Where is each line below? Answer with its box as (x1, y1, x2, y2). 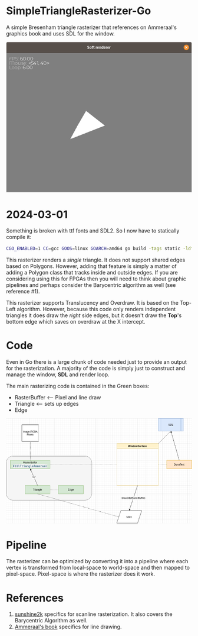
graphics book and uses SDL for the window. (6, 30, 115, 37)
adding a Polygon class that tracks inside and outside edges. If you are (6, 269, 178, 276)
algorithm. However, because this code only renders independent (16, 306, 176, 313)
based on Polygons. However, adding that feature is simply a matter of (6, 263, 177, 270)
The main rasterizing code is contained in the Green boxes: (6, 383, 150, 390)
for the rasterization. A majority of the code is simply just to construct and (6, 365, 186, 372)
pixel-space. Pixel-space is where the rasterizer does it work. (6, 570, 155, 577)
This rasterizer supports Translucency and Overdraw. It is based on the (6, 299, 179, 306)
